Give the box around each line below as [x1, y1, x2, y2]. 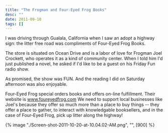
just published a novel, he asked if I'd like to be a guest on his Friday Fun [5, 61, 155, 67]
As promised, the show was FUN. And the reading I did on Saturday [5, 76, 145, 82]
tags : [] [5, 21, 24, 27]
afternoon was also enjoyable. [5, 81, 68, 87]
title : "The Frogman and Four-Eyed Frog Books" [5, 7, 107, 13]
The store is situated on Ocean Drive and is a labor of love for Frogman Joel [5, 50, 162, 56]
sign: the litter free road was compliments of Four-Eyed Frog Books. [5, 41, 146, 47]
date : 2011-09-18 [5, 17, 42, 22]
